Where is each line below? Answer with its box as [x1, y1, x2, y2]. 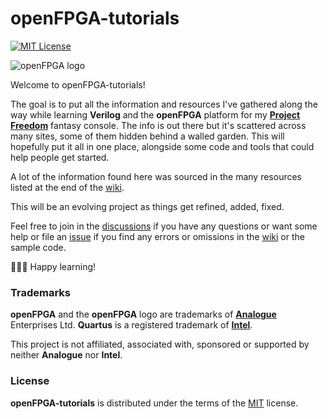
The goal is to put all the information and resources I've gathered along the [10, 98, 318, 110]
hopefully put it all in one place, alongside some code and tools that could [10, 140, 315, 152]
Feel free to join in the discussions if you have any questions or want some [10, 220, 318, 232]
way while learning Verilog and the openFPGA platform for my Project [10, 108, 301, 121]
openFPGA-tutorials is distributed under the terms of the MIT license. [10, 397, 299, 409]
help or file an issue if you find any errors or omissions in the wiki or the [10, 230, 305, 242]
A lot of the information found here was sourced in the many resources [10, 170, 303, 182]
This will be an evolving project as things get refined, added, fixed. [10, 200, 285, 212]
